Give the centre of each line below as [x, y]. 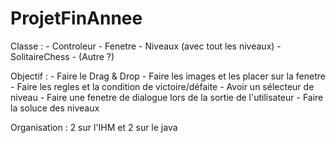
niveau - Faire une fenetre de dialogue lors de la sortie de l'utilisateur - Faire [167, 97]
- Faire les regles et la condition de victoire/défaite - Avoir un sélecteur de [162, 86]
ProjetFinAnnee [76, 18]
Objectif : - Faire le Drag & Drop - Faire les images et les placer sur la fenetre [168, 76]
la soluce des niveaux [55, 108]
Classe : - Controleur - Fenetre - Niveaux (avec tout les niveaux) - [146, 46]
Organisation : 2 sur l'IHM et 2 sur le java [94, 127]
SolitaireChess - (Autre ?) [62, 56]
